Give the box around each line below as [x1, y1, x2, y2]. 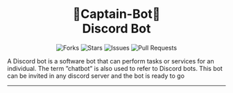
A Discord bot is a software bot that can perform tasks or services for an [7, 56, 214, 65]
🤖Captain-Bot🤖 [72, 6, 161, 22]
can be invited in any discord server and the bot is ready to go [7, 72, 185, 80]
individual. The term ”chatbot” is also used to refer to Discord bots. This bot [7, 64, 223, 72]
